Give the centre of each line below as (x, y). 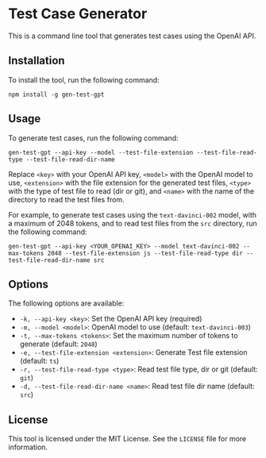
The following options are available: (66, 303)
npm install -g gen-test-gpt (56, 94)
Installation (37, 61)
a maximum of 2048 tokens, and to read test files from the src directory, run (133, 223)
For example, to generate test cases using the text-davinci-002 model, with (132, 214)
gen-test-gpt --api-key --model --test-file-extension (101, 152)
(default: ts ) (39, 361)
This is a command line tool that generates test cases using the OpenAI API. (132, 36)
